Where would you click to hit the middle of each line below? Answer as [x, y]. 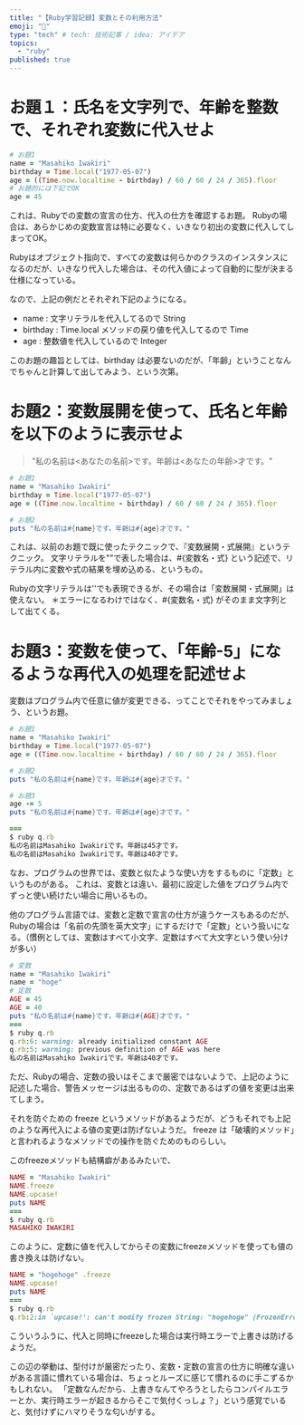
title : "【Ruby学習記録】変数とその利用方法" [86, 18]
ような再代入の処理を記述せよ [137, 674]
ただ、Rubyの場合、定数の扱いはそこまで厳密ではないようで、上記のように [149, 1077]
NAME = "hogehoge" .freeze [60, 1275]
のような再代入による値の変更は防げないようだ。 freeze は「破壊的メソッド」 [152, 1130]
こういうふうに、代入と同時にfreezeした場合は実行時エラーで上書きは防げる [152, 1335]
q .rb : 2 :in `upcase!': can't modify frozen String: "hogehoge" [129, 1317]
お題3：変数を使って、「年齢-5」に [137, 651]
